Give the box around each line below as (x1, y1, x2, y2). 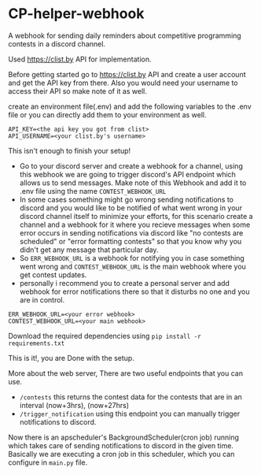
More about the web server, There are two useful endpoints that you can (8, 368, 244, 378)
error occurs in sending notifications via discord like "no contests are (19, 228, 244, 237)
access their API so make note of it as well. (8, 86, 147, 95)
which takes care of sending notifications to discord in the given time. (8, 440, 234, 450)
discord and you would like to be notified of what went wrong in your (19, 202, 242, 213)
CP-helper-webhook (8, 5, 145, 23)
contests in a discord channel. (8, 39, 106, 48)
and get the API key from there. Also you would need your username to (8, 78, 238, 87)
